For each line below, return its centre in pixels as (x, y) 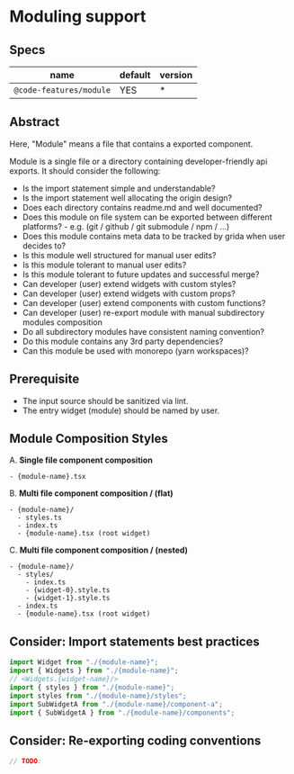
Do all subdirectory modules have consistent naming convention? (143, 331)
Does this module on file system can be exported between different (147, 217)
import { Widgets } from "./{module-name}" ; (94, 671)
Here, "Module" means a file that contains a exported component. (131, 144)
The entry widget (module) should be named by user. (121, 410)
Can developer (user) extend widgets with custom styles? (129, 283)
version (176, 75)
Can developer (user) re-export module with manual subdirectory (143, 312)
